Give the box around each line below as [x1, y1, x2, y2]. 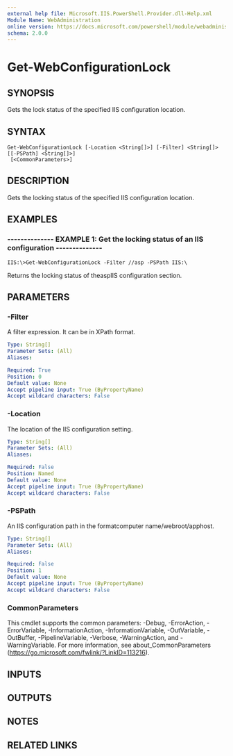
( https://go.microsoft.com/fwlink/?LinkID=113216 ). [7, 648, 150, 657]
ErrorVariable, [7, 626, 47, 634]
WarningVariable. [7, 641, 57, 650]
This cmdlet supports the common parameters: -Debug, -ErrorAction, [7, 619, 206, 627]
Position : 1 [7, 567, 42, 574]
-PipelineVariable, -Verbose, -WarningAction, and [37, 634, 179, 642]
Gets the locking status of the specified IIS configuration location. [7, 193, 194, 202]
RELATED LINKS [7, 739, 78, 751]
